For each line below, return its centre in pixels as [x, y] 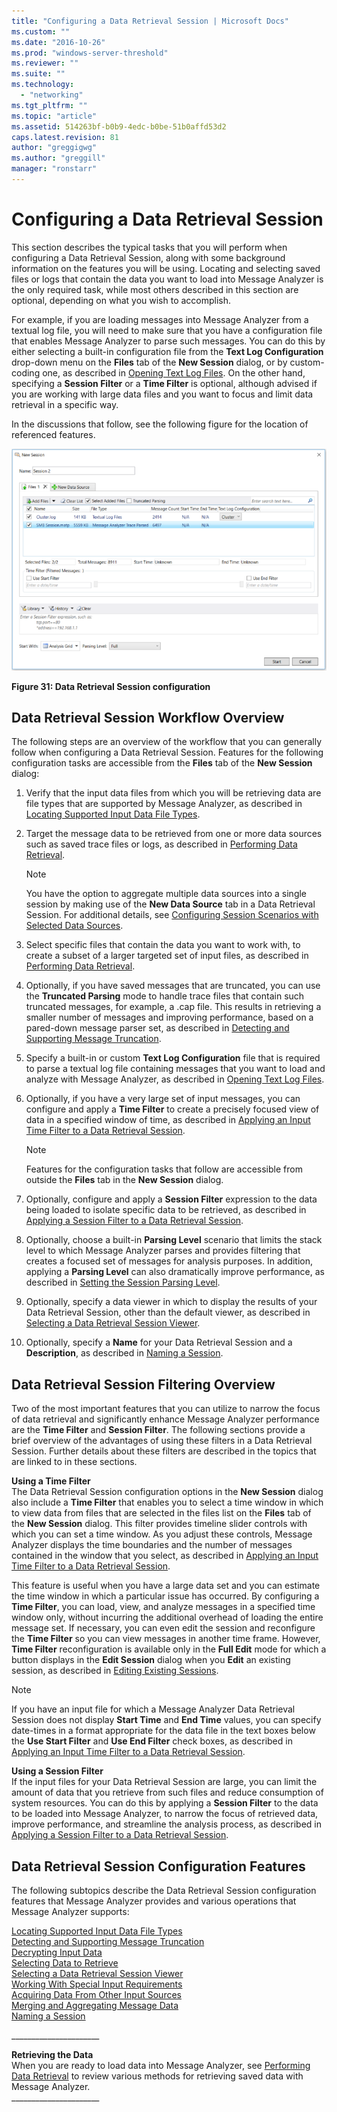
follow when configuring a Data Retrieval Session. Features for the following [167, 752]
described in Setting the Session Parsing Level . [123, 1282]
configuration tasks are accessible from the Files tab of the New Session [162, 763]
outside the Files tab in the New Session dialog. [124, 1180]
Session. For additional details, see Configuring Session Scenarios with [172, 915]
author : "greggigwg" [54, 148]
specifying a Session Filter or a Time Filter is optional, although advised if [164, 383]
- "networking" [52, 95]
